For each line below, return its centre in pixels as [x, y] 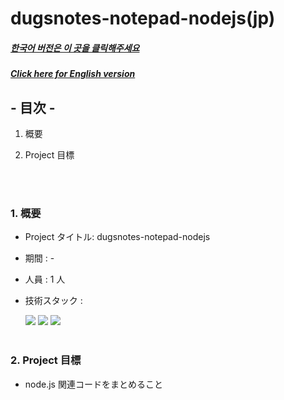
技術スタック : [53, 301]
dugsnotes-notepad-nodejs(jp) [143, 18]
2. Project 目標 [46, 360]
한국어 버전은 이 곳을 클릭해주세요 [75, 48]
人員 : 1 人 [45, 279]
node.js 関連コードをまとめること [93, 384]
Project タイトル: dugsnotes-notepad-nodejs [117, 237]
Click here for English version [73, 74]
